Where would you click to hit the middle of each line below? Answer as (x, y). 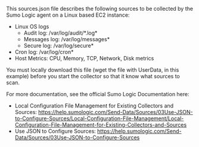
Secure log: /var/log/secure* (59, 45)
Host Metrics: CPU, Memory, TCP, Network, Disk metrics (84, 58)
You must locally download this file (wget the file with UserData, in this (93, 70)
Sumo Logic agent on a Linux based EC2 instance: (68, 15)
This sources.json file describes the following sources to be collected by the (100, 9)
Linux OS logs (32, 27)
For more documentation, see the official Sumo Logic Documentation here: (98, 94)
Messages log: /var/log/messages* (67, 39)
